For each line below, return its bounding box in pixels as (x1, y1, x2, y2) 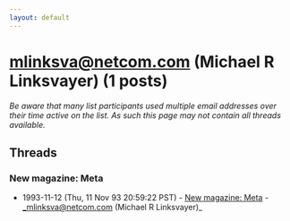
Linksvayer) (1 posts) (9, 71, 168, 90)
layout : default (9, 13, 70, 22)
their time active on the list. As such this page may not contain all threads (9, 109, 282, 121)
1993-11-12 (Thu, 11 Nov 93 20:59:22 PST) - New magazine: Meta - (21, 192, 269, 203)
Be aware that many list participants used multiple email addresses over (9, 100, 277, 111)
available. (9, 119, 47, 130)
